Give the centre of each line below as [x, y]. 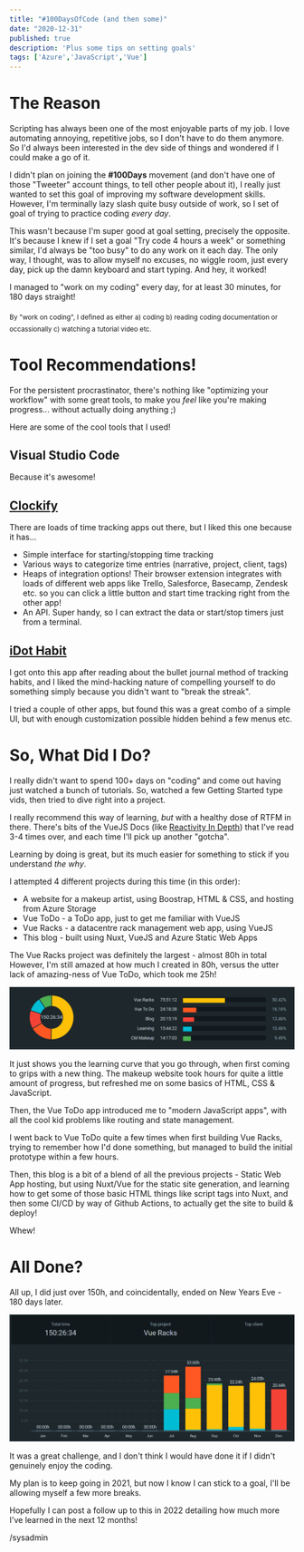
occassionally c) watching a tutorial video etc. [81, 329]
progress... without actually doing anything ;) [93, 409]
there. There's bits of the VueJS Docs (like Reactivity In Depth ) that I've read [152, 827]
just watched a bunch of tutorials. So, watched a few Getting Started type [146, 790]
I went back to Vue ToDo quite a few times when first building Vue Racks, [146, 1138]
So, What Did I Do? [80, 756]
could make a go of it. [50, 158]
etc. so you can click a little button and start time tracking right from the [156, 593]
